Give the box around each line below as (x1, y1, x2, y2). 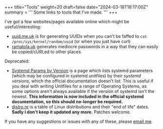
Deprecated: (4, 58, 30, 64)
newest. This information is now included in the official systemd (11, 93, 144, 99)
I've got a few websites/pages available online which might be (4, 19, 130, 24)
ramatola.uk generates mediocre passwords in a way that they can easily (11, 44, 159, 49)
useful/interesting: (4, 24, 41, 30)
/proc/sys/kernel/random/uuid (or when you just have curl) (11, 38, 131, 44)
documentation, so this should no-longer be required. (11, 99, 123, 104)
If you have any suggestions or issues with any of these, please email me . (4, 119, 153, 124)
